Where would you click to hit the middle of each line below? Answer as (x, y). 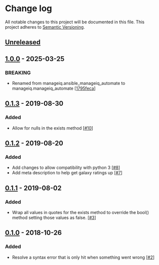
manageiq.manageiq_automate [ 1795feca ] (54, 88)
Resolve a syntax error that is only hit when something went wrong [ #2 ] (83, 257)
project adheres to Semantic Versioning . (45, 27)
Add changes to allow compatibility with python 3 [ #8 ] (66, 167)
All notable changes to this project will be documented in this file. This (75, 22)
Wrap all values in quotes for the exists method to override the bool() (80, 213)
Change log (29, 8)
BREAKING (18, 72)
